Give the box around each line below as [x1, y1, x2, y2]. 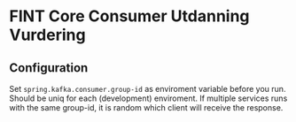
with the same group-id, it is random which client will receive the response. [9, 103, 284, 112]
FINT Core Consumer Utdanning [9, 6, 250, 27]
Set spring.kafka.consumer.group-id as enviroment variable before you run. [9, 84, 286, 94]
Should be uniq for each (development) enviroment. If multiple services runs [9, 93, 288, 103]
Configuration [9, 60, 89, 75]
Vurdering [9, 25, 86, 45]
